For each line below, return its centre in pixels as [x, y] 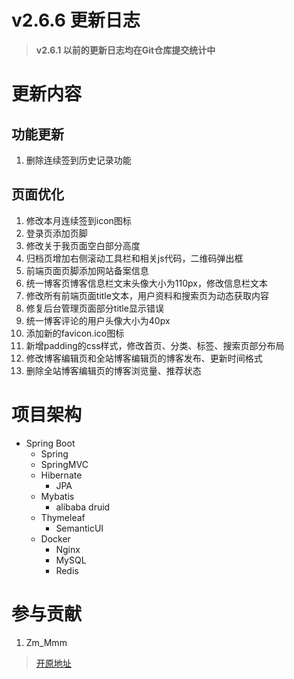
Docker [55, 538]
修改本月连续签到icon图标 [78, 220]
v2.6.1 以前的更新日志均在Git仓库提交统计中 [125, 50]
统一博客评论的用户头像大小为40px [98, 320]
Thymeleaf [63, 517]
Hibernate [61, 475]
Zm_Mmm [46, 642]
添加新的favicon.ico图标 [75, 333]
